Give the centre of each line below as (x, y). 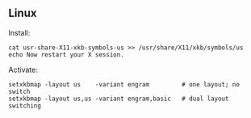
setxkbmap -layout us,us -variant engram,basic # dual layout (119, 99)
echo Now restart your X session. (67, 55)
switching (25, 105)
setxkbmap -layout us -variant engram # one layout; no (124, 84)
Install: (19, 32)
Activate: (23, 70)
